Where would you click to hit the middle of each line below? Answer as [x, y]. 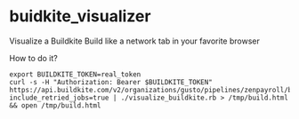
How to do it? [33, 58]
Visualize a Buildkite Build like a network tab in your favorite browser [134, 41]
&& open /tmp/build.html [55, 105]
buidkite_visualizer [80, 16]
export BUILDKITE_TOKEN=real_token [75, 74]
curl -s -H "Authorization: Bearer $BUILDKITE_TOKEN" [111, 82]
